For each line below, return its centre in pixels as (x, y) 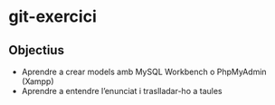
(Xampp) (38, 81)
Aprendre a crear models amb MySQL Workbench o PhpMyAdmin (144, 72)
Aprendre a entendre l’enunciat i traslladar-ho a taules (122, 91)
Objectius (37, 50)
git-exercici (52, 17)
